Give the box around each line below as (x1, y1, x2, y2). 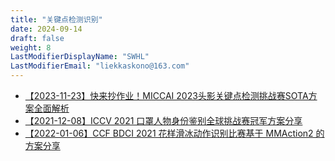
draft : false (10, 33, 65, 43)
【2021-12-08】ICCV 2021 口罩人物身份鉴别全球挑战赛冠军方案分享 (24, 115, 303, 126)
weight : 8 (10, 42, 52, 53)
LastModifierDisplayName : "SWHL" (10, 52, 150, 62)
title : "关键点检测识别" (10, 14, 103, 25)
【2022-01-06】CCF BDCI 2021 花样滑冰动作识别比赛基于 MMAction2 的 (24, 127, 325, 139)
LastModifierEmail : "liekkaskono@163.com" (10, 61, 190, 71)
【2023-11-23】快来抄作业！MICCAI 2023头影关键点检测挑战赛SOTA (24, 90, 309, 101)
